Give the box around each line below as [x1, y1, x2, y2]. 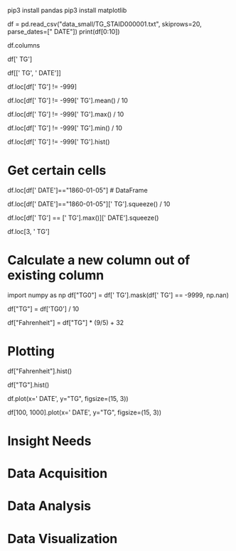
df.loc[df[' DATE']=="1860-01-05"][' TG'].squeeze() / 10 [7, 199, 171, 208]
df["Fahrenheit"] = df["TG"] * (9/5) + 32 [7, 318, 124, 326]
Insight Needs [7, 433, 92, 449]
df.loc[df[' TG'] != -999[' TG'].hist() [7, 138, 110, 146]
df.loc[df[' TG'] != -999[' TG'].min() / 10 [7, 124, 122, 132]
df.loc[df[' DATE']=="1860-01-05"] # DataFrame [7, 186, 148, 194]
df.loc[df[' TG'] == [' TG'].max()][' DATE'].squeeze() [7, 213, 159, 222]
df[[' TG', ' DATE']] [7, 69, 62, 77]
